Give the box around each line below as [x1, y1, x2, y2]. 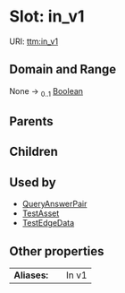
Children [9, 144, 58, 159]
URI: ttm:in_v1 [9, 36, 59, 47]
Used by [9, 175, 56, 190]
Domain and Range [9, 62, 117, 77]
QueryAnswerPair [21, 199, 87, 210]
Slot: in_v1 [9, 6, 85, 27]
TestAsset [21, 208, 60, 219]
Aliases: [13, 269, 49, 281]
